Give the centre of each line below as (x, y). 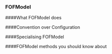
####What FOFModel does (33, 18)
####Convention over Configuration (43, 27)
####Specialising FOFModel (35, 37)
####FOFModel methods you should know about (56, 47)
